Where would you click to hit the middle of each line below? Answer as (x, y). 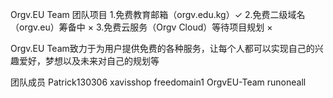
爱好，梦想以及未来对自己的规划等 (89, 61)
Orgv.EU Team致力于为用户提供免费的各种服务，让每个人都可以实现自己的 (162, 48)
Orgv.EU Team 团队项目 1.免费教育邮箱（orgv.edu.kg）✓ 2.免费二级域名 (158, 14)
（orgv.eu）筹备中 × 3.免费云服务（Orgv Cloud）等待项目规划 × (141, 27)
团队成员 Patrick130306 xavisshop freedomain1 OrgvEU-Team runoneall (158, 82)
